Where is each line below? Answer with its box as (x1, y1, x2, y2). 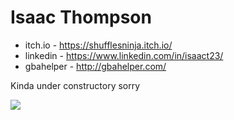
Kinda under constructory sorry (10, 79, 141, 91)
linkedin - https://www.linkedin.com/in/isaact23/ (24, 49, 224, 61)
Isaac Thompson (10, 6, 152, 29)
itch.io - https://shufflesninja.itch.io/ (24, 39, 173, 51)
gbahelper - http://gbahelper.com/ (24, 60, 167, 72)
